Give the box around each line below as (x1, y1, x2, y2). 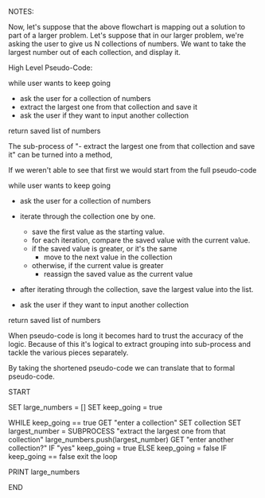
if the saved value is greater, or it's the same (31, 244, 177, 253)
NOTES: (8, 7, 34, 16)
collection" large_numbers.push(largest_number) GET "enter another (8, 435, 235, 444)
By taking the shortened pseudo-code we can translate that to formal (8, 364, 236, 372)
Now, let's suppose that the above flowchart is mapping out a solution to (8, 22, 245, 31)
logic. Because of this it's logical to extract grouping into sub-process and (8, 340, 251, 348)
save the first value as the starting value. (31, 227, 166, 236)
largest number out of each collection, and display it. (8, 48, 181, 56)
